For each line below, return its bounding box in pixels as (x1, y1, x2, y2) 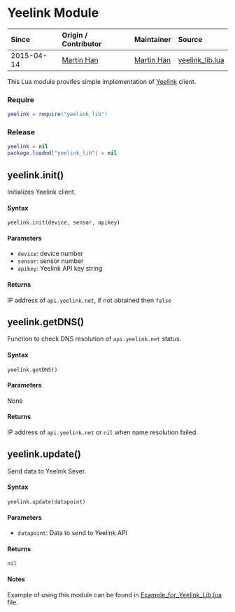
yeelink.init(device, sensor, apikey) (7, 219, 120, 227)
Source (178, 34, 203, 44)
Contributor (62, 38, 102, 48)
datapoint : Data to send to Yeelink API (17, 529, 128, 537)
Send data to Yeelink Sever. (7, 467, 87, 475)
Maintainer (134, 34, 171, 44)
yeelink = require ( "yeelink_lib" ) (7, 111, 108, 118)
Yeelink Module (7, 5, 99, 21)
